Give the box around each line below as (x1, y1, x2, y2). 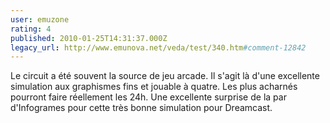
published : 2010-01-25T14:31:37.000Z (10, 33, 168, 43)
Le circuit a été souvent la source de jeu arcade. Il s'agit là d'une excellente (10, 70, 320, 82)
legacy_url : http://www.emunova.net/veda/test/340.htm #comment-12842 (10, 42, 307, 53)
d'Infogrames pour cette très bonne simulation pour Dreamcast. (10, 102, 273, 114)
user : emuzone (10, 14, 70, 25)
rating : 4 (10, 24, 52, 34)
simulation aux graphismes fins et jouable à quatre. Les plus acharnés (10, 81, 298, 93)
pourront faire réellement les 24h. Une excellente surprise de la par (10, 91, 287, 103)
